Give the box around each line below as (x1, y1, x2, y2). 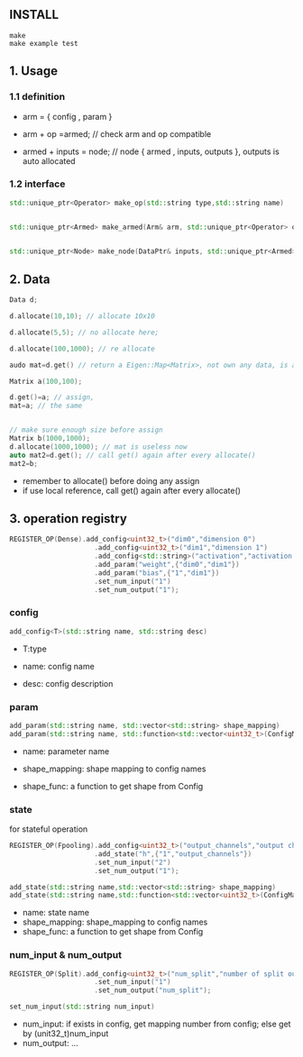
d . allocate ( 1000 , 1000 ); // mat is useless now (9, 442, 188, 451)
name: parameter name (22, 745, 110, 756)
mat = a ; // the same (9, 401, 83, 411)
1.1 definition (9, 90, 66, 103)
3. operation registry (9, 511, 128, 526)
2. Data (9, 271, 50, 287)
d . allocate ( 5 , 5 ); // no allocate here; (9, 328, 160, 337)
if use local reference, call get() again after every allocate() (22, 485, 242, 496)
